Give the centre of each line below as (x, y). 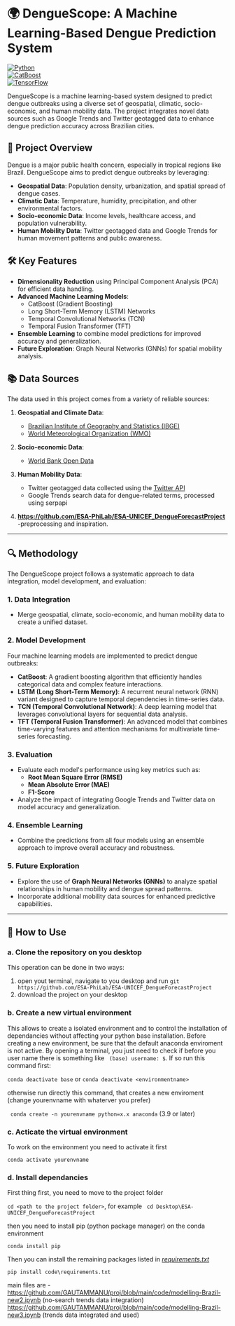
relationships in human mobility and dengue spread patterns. (105, 888)
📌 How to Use (37, 932)
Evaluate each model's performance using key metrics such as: (109, 770)
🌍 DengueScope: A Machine (92, 14)
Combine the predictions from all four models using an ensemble (111, 840)
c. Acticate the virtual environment (67, 1132)
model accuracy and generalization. (69, 807)
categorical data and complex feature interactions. (90, 684)
